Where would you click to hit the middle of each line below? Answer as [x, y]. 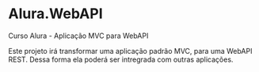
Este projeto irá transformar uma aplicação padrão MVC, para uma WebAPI [130, 51]
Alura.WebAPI [55, 14]
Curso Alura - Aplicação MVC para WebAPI [78, 36]
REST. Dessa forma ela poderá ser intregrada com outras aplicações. [121, 59]
